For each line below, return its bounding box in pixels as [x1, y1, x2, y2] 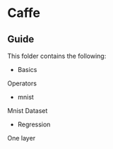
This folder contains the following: [7, 52, 107, 60]
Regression [17, 120, 51, 129]
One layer [7, 134, 36, 142]
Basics [17, 66, 37, 73]
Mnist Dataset [7, 107, 48, 114]
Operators [7, 79, 37, 88]
